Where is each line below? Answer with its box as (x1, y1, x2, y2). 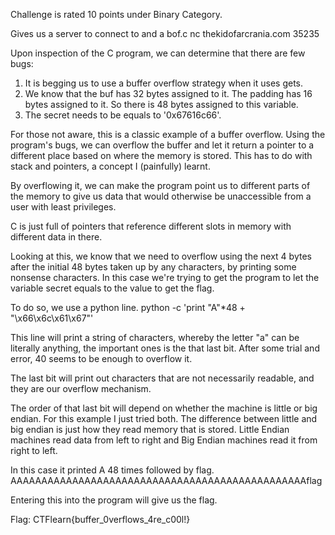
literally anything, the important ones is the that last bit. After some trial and (10, 342, 320, 354)
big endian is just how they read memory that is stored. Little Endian (10, 424, 290, 435)
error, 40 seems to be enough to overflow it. (10, 353, 193, 364)
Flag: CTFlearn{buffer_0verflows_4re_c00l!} (10, 514, 191, 525)
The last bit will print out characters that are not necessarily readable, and (10, 372, 315, 384)
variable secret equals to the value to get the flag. (10, 282, 215, 294)
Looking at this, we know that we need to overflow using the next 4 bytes (10, 250, 312, 262)
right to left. (10, 445, 58, 456)
